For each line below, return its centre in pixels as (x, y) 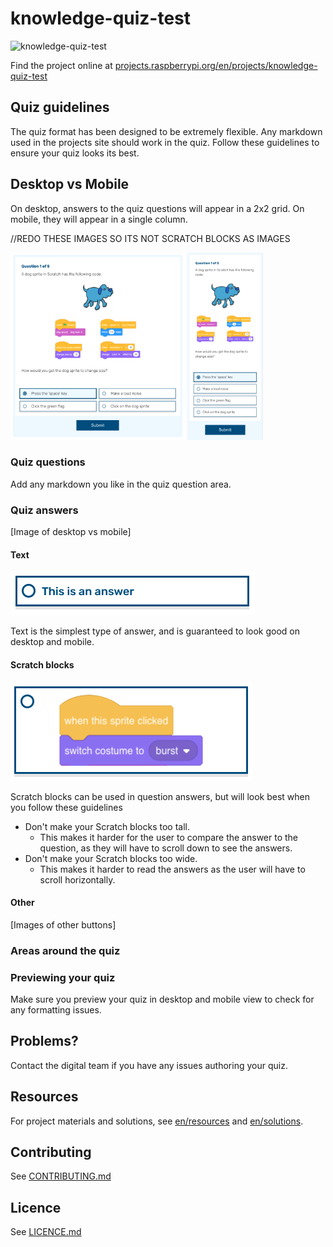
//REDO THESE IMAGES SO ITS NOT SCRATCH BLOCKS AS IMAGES (150, 238)
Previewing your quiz (63, 977)
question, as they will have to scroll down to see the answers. (166, 848)
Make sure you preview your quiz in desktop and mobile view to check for (162, 999)
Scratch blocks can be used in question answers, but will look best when (160, 796)
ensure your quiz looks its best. (75, 153)
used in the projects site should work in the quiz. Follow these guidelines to (165, 142)
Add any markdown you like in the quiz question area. (121, 484)
